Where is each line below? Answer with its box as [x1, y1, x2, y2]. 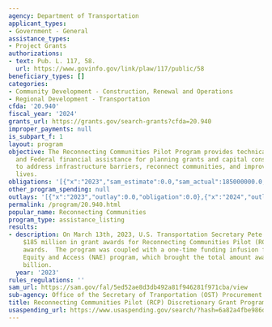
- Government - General [8, 27, 89, 35]
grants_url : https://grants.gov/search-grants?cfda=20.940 [8, 118, 212, 126]
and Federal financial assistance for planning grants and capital [15, 155, 249, 163]
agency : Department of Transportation [8, 11, 139, 20]
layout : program [8, 140, 63, 148]
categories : [8, 80, 49, 88]
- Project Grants [8, 42, 67, 50]
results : [8, 223, 38, 231]
